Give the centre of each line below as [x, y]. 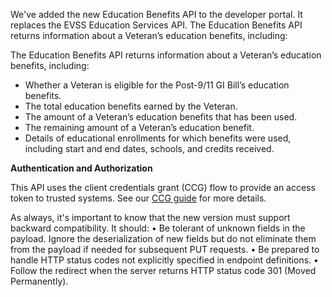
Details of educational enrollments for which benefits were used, [158, 138]
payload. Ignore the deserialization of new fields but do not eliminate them [163, 238]
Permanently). [39, 281]
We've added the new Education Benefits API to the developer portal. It [156, 14]
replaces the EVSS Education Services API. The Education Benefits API [156, 25]
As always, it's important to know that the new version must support [150, 217]
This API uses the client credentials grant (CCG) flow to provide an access [163, 187]
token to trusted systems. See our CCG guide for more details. [138, 198]
